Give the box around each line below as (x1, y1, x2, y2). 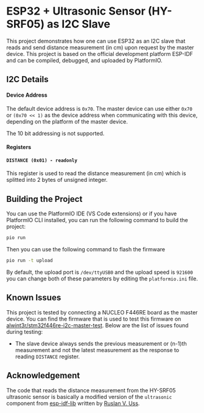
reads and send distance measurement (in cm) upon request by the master (6, 44, 194, 51)
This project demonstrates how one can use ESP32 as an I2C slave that (6, 37, 186, 44)
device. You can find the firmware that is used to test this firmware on (6, 315, 181, 322)
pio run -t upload (6, 257, 53, 264)
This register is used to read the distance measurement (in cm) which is (6, 170, 186, 177)
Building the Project (6, 193, 83, 204)
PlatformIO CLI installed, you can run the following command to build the (6, 217, 188, 224)
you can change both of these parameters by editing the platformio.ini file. (6, 275, 198, 282)
